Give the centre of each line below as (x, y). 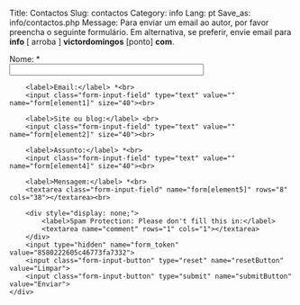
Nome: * (25, 59)
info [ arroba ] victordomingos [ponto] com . (92, 41)
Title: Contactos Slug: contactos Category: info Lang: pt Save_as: (130, 13)
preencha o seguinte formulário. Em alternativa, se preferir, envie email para (150, 32)
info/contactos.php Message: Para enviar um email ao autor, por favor (139, 22)
